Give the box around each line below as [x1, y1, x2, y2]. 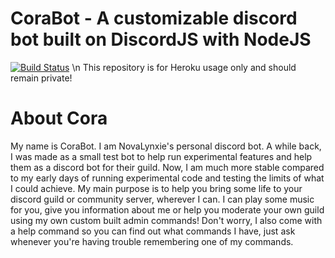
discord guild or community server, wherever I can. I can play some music [10, 193, 315, 205]
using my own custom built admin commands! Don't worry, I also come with [10, 214, 323, 226]
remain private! [10, 72, 73, 84]
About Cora [10, 107, 108, 130]
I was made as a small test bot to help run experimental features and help [10, 150, 313, 162]
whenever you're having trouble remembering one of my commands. [10, 235, 294, 247]
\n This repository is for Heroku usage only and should [71, 61, 297, 73]
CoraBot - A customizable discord [10, 7, 298, 30]
